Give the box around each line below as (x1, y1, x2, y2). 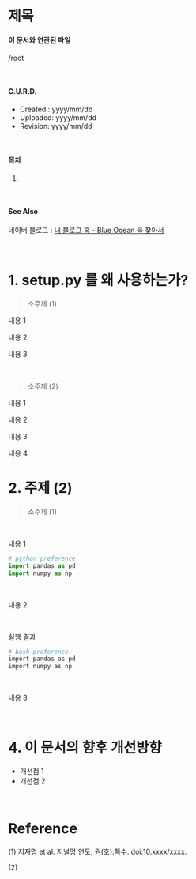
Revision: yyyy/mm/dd (19, 121, 92, 130)
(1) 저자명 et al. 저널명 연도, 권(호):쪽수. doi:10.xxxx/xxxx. (8, 847, 187, 856)
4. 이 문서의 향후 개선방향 (8, 739, 162, 757)
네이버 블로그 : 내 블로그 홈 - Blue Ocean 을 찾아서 (8, 226, 164, 235)
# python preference (8, 554, 77, 562)
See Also (8, 207, 38, 216)
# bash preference (8, 648, 69, 655)
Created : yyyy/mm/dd (19, 104, 93, 114)
